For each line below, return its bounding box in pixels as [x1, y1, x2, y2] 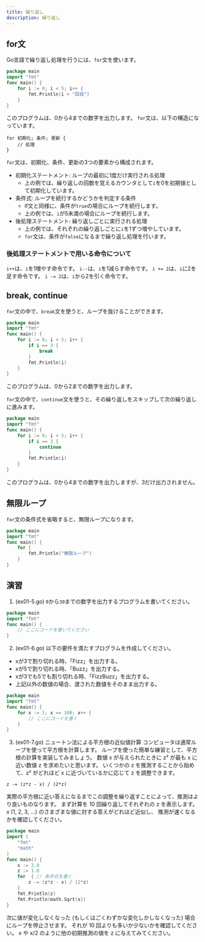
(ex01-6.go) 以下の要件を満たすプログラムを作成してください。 [15, 645, 174, 652]
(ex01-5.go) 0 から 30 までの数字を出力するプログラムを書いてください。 [15, 598, 193, 605]
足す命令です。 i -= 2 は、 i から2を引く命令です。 [6, 272, 132, 280]
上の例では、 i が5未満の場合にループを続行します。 [24, 210, 153, 217]
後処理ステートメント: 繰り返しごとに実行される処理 [15, 218, 147, 225]
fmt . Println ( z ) [17, 891, 56, 897]
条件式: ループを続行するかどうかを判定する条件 [15, 195, 136, 202]
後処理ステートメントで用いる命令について [6, 250, 132, 258]
